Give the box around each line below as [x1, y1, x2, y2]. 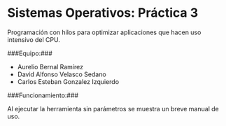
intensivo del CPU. [7, 35, 61, 43]
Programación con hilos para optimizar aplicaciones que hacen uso [7, 28, 202, 36]
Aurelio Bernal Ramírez [17, 62, 84, 71]
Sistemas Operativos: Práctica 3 [7, 5, 198, 21]
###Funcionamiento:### [7, 91, 79, 99]
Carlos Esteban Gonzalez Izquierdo [17, 77, 120, 85]
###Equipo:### [7, 49, 52, 57]
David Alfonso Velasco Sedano [17, 70, 106, 78]
